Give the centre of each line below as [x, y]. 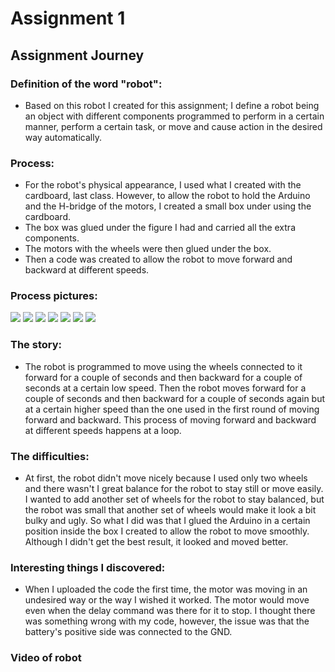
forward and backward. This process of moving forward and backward [170, 419]
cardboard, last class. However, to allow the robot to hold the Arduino [167, 196]
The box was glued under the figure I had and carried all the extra [160, 228]
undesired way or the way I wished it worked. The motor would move [167, 600]
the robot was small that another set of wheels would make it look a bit [170, 510]
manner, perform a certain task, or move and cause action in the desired [173, 126]
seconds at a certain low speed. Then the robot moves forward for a [165, 388]
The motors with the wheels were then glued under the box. [148, 249]
